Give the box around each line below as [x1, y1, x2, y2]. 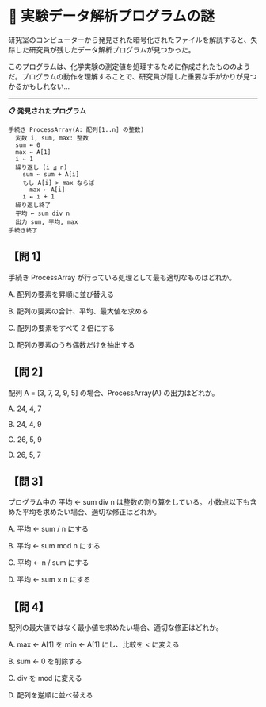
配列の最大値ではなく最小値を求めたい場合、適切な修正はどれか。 [8, 623, 223, 632]
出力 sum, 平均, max [15, 217, 78, 226]
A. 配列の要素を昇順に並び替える [8, 289, 115, 298]
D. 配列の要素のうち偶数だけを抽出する [8, 340, 135, 349]
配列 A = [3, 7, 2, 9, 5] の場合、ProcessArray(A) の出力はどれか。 [8, 388, 219, 398]
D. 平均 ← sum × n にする [8, 574, 91, 584]
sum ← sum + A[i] [22, 170, 80, 179]
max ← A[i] [28, 186, 66, 194]
